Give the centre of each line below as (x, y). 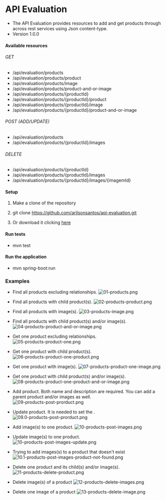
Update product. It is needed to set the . (54, 412)
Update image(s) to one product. (46, 437)
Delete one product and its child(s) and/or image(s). (66, 467)
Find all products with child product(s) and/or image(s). (69, 321)
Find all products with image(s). (45, 312)
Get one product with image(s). (45, 367)
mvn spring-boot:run (34, 268)
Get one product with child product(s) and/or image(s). (69, 377)
